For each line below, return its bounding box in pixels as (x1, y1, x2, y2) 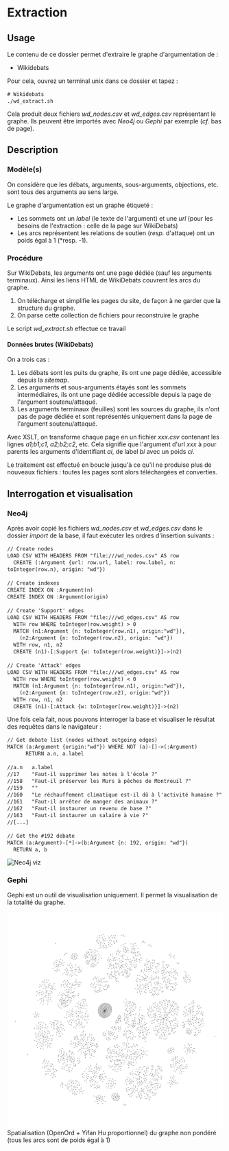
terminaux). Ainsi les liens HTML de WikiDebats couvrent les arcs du (7, 276, 201, 284)
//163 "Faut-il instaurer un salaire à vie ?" (7, 812, 149, 819)
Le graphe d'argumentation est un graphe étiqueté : (7, 201, 153, 209)
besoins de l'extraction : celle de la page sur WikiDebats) (16, 221, 178, 230)
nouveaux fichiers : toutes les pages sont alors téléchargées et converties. (7, 468, 218, 476)
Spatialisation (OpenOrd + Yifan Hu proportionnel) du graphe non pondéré (7, 1129, 217, 1137)
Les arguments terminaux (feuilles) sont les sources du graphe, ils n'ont (16, 405, 220, 413)
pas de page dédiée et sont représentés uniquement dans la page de (16, 413, 213, 421)
